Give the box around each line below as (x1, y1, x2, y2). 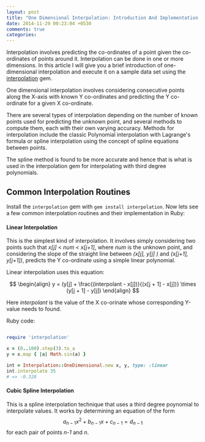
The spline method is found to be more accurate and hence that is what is (6, 156, 193, 163)
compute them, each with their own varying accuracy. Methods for (6, 124, 174, 132)
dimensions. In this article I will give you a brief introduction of (6, 62, 163, 69)
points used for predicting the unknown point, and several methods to (6, 118, 182, 126)
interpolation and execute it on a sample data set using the (38, 68, 186, 75)
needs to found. (21, 305, 62, 313)
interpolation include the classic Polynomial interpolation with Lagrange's (6, 131, 191, 139)
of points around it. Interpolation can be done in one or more (31, 55, 184, 63)
